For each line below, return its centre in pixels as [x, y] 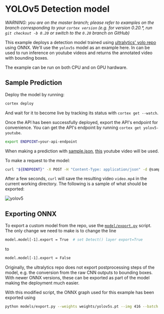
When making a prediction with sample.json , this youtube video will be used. [82, 151]
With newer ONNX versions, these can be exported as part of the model [77, 277]
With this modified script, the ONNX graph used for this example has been [80, 292]
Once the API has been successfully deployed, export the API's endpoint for [82, 122]
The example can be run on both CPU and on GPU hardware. [66, 67]
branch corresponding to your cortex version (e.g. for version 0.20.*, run [79, 27]
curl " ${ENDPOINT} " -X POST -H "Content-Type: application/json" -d [76, 169]
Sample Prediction [34, 83]
